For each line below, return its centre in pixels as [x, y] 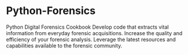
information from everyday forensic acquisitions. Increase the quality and [94, 33]
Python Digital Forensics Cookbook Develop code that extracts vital [87, 27]
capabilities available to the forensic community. [64, 46]
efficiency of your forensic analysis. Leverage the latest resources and [91, 39]
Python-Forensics [51, 11]
